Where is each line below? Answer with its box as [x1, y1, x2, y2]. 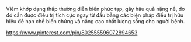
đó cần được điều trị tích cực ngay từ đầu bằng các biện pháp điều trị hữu [6, 12, 184, 19]
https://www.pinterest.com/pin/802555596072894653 [6, 29, 138, 36]
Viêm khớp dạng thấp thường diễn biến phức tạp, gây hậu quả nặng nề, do [6, 6, 185, 12]
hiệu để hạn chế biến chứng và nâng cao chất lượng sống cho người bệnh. [6, 18, 185, 24]
